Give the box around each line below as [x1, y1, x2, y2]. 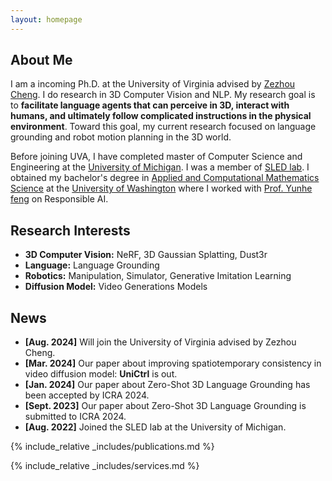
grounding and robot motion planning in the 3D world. [10, 131, 232, 143]
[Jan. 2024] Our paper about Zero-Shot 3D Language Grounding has [24, 379, 311, 391]
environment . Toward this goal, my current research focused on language [10, 121, 317, 133]
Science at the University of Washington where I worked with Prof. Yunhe [10, 182, 313, 195]
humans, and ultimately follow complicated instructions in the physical [10, 110, 312, 122]
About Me [10, 52, 73, 69]
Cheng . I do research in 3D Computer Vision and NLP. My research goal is [10, 89, 316, 101]
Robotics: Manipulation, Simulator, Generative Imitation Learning [24, 270, 292, 282]
